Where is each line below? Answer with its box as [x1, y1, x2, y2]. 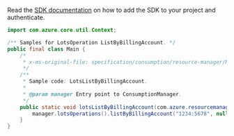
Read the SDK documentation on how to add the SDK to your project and [7, 6, 216, 14]
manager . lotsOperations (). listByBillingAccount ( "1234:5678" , [32, 110, 214, 117]
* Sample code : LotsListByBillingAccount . [22, 78, 148, 85]
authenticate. [7, 13, 45, 22]
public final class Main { [7, 45, 86, 53]
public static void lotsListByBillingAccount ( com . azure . [19, 103, 189, 110]
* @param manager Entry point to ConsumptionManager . [22, 90, 182, 98]
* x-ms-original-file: [22, 58, 89, 65]
